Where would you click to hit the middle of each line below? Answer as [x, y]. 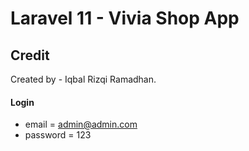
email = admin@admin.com [81, 124]
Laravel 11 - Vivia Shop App [125, 18]
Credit [30, 55]
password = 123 [58, 135]
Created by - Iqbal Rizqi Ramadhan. [83, 79]
